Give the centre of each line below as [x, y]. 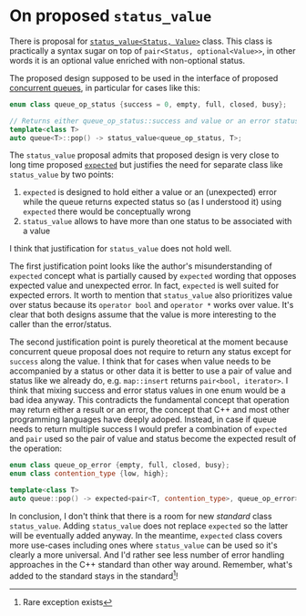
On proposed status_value [111, 16]
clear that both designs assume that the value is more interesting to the [143, 314]
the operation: [36, 448]
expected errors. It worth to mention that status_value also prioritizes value [151, 295]
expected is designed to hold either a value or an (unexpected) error [150, 192]
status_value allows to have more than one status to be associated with [157, 221]
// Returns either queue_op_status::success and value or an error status [154, 121]
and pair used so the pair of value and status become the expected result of [153, 439]
